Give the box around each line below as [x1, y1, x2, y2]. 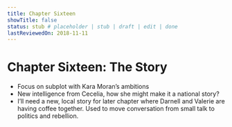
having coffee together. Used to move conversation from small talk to [17, 105, 215, 113]
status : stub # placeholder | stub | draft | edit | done [7, 23, 178, 30]
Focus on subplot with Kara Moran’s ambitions [17, 83, 150, 91]
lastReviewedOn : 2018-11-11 [7, 29, 89, 37]
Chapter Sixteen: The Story [7, 60, 168, 75]
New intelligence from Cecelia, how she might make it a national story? [17, 90, 220, 98]
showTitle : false [7, 17, 57, 24]
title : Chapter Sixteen [7, 10, 76, 17]
